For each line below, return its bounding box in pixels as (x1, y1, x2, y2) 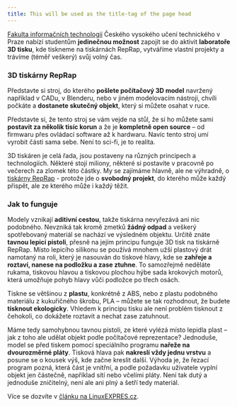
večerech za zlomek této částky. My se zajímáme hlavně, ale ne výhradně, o (7, 166, 230, 174)
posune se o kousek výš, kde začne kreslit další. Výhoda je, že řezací (7, 356, 209, 364)
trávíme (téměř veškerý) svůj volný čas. (7, 52, 122, 61)
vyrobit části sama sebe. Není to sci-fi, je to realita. (7, 138, 156, 146)
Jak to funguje (7, 199, 58, 209)
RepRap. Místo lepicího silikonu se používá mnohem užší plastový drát (7, 245, 212, 254)
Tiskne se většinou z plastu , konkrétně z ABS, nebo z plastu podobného (7, 289, 218, 298)
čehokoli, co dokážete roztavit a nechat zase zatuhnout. (7, 312, 170, 320)
